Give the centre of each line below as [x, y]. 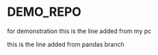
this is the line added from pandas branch [66, 44]
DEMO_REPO [44, 12]
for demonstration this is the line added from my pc [79, 31]
